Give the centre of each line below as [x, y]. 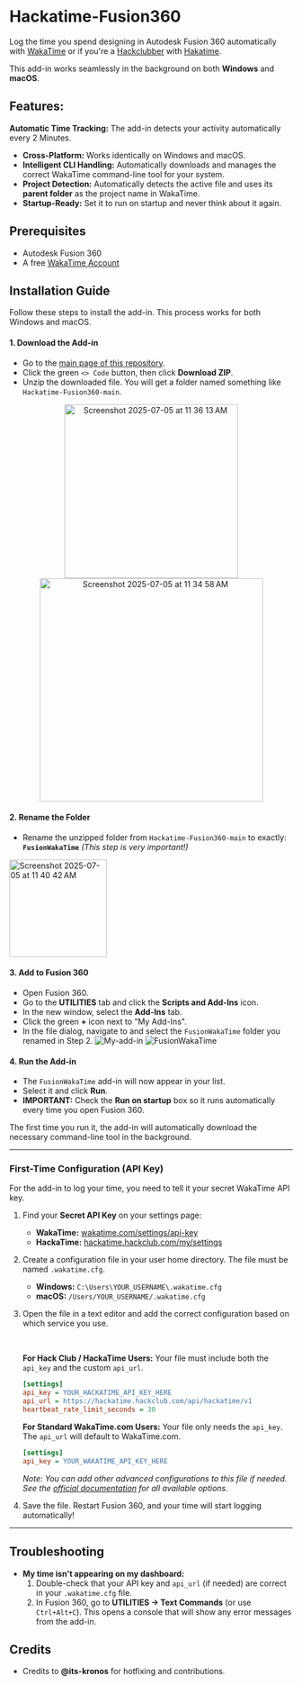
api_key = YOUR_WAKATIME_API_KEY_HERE [95, 1461]
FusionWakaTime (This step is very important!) [105, 847]
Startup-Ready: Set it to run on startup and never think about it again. [152, 203]
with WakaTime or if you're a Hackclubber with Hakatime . [115, 50]
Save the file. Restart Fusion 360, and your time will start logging [142, 1505]
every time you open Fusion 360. [83, 1110]
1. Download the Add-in [54, 342]
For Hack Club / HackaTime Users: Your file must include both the [146, 1358]
